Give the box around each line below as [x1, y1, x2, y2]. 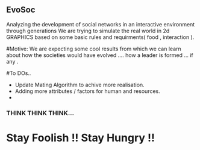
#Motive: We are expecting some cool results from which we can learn [6, 45, 182, 52]
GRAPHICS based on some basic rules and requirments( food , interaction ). [6, 33, 195, 41]
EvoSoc [6, 5, 36, 15]
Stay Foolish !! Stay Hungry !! [6, 131, 155, 145]
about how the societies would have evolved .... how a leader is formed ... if [6, 51, 194, 59]
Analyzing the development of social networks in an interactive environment [6, 20, 195, 28]
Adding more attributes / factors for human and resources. [14, 87, 161, 95]
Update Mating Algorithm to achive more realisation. [14, 81, 145, 88]
